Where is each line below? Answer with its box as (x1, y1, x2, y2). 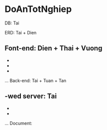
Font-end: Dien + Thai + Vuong (4, 44, 103, 53)
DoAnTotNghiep (4, 3, 72, 15)
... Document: (4, 120, 33, 126)
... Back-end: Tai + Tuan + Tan (4, 77, 67, 83)
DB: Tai (4, 20, 19, 26)
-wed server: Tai (4, 92, 57, 101)
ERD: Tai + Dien (4, 29, 37, 35)
